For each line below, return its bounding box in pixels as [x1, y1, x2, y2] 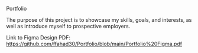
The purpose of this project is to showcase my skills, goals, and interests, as [6, 16, 192, 23]
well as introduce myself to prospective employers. [6, 23, 131, 29]
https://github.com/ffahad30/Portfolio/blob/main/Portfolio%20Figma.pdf [6, 41, 182, 47]
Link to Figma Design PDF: [6, 34, 71, 41]
